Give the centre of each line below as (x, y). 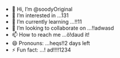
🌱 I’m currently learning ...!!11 (47, 22)
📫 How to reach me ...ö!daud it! (51, 35)
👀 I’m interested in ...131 (40, 15)
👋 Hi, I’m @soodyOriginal (42, 9)
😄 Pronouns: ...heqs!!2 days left (51, 43)
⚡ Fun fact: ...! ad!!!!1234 (41, 50)
